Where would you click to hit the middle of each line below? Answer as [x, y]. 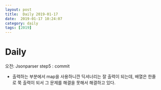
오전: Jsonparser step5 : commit [38, 66]
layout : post [18, 10]
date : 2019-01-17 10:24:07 [34, 19]
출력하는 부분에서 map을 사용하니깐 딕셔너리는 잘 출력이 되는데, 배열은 [80, 77]
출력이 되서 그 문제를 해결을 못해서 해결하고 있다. [69, 83]
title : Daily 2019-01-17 [31, 14]
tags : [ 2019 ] [18, 28]
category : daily [22, 23]
